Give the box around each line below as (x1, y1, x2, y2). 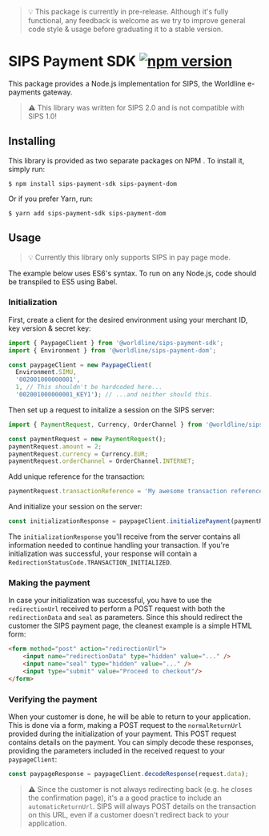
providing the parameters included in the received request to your (8, 746, 226, 756)
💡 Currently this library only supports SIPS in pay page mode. (27, 252, 231, 262)
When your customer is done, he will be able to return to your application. (8, 712, 251, 721)
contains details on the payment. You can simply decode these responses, (8, 738, 254, 747)
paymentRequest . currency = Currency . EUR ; (8, 450, 149, 458)
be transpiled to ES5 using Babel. (8, 276, 118, 287)
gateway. (42, 87, 73, 97)
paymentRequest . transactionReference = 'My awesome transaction (8, 488, 227, 496)
